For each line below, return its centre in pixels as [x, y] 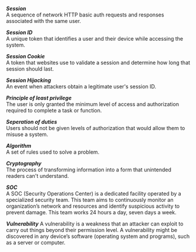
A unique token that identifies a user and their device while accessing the [95, 39]
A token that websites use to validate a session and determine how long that [98, 62]
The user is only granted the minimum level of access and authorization [92, 104]
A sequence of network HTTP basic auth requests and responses [85, 15]
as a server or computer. [36, 243]
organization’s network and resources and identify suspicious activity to [93, 206]
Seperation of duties [32, 122]
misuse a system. [27, 134]
